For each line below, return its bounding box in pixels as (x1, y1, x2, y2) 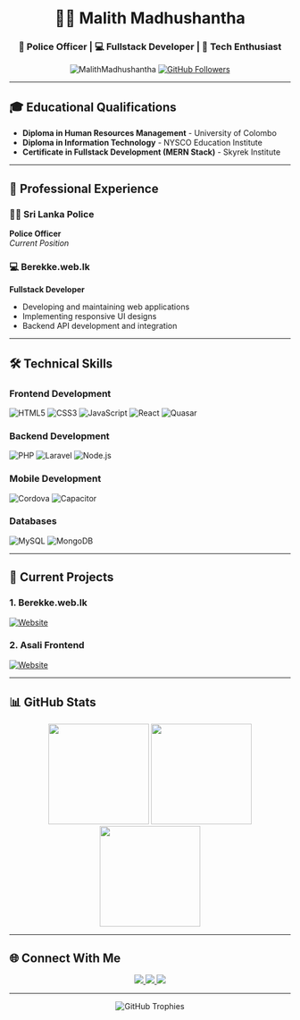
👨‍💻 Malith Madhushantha (54, 8, 246, 29)
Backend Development (9, 429, 110, 442)
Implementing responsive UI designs (21, 311, 157, 322)
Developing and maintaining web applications (21, 301, 190, 312)
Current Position (9, 237, 70, 249)
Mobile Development (9, 473, 102, 485)
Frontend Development (9, 387, 112, 400)
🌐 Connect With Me (9, 951, 121, 966)
